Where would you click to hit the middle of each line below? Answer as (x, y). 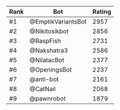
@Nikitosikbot (49, 31)
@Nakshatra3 (49, 51)
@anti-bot (44, 79)
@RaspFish (45, 41)
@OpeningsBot (51, 69)
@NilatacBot (47, 60)
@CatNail (43, 89)
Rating (102, 12)
